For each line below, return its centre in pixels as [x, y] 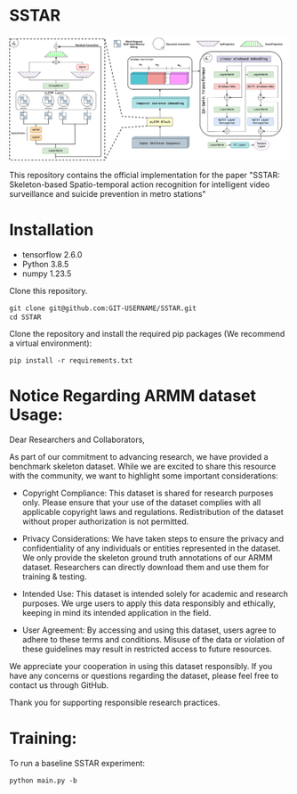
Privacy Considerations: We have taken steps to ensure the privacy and [153, 538]
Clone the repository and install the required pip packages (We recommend [147, 333]
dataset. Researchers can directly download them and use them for [145, 567]
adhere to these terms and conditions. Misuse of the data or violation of [153, 639]
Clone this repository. [48, 291]
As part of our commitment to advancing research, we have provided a [139, 456]
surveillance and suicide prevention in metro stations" [108, 193]
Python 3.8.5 [45, 264]
